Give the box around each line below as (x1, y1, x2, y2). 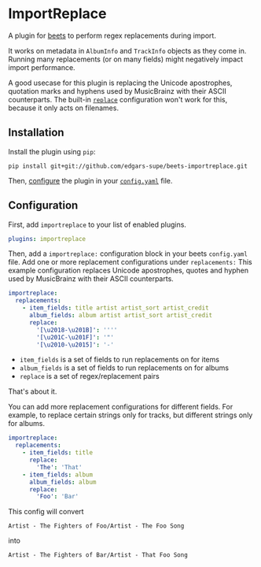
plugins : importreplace (8, 235, 86, 243)
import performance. (8, 62, 76, 72)
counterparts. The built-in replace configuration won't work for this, (8, 94, 228, 104)
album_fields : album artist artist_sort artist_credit (28, 312, 213, 320)
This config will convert (8, 507, 84, 517)
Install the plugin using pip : (8, 146, 96, 156)
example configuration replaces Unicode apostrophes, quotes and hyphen (8, 265, 249, 276)
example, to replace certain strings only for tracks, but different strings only (8, 410, 253, 420)
